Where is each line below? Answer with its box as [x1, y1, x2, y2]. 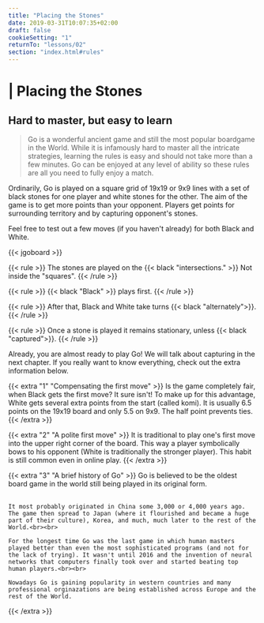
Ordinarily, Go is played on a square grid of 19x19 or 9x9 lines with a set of [8, 183, 251, 193]
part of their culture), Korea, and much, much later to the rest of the [8, 516, 257, 524]
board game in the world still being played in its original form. [8, 479, 208, 488]
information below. [8, 366, 69, 375]
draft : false [8, 26, 51, 34]
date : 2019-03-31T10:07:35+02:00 [8, 19, 119, 27]
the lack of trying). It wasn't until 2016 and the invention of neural [8, 551, 253, 559]
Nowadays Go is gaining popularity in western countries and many [8, 579, 232, 587]
